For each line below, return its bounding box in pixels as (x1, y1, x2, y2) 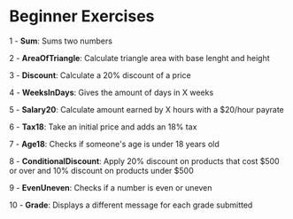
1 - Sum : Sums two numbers (9, 35, 113, 46)
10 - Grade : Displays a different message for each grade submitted (9, 199, 253, 210)
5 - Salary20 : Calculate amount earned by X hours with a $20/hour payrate (9, 104, 285, 114)
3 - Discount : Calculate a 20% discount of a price (9, 69, 192, 81)
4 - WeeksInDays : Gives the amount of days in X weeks (9, 87, 214, 98)
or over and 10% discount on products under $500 (9, 165, 195, 176)
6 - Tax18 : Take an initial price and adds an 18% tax (9, 121, 197, 132)
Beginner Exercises (9, 6, 155, 27)
